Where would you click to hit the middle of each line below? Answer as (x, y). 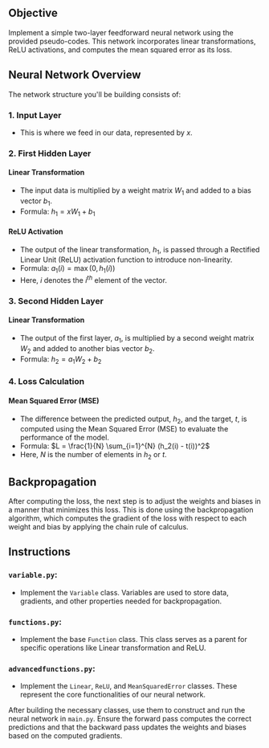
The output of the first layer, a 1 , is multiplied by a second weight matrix (137, 339)
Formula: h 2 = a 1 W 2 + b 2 (61, 360)
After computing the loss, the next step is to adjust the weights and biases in (134, 501)
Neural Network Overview (75, 75)
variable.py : (33, 575)
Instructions (39, 552)
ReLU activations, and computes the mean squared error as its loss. (120, 49)
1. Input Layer (35, 115)
